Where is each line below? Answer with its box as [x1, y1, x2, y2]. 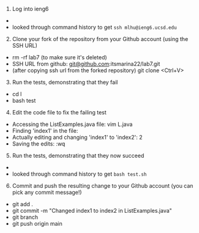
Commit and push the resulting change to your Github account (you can [12, 182, 193, 189]
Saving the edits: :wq [12, 140, 66, 147]
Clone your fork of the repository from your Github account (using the [12, 35, 189, 42]
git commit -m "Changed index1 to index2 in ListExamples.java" [12, 207, 173, 214]
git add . [12, 201, 34, 207]
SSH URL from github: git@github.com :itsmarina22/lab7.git [12, 61, 160, 67]
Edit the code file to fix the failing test [12, 109, 107, 116]
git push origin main [12, 220, 62, 227]
